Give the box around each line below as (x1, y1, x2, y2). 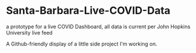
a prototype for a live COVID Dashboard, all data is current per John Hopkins (6, 23, 191, 30)
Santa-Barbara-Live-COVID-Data (6, 4, 171, 17)
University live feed (6, 29, 53, 36)
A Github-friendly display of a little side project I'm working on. (6, 40, 157, 47)
